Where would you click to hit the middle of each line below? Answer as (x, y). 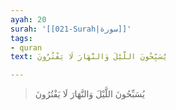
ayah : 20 (28, 19)
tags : (21, 38)
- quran (26, 47)
